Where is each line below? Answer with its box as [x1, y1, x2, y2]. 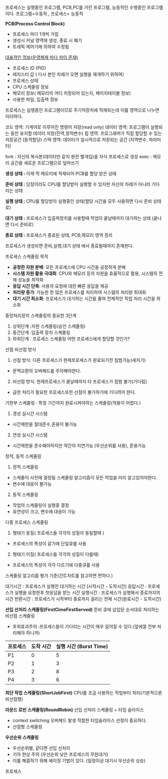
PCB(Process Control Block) [5, 21, 65, 27]
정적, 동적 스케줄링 [5, 453, 42, 459]
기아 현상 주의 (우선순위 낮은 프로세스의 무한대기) [12, 751, 109, 757]
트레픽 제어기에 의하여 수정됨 [12, 44, 69, 49]
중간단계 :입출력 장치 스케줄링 [12, 330, 71, 335]
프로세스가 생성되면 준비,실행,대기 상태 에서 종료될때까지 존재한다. [5, 243, 134, 249]
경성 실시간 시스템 [12, 411, 48, 416]
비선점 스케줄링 [5, 613, 35, 619]
